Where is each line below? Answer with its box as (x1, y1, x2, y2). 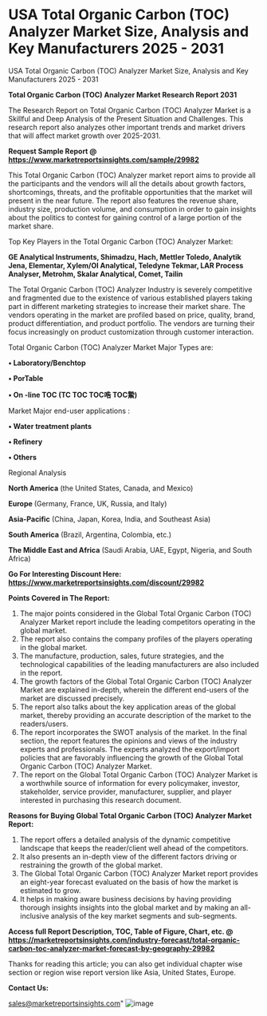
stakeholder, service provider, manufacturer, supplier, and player (19, 787, 233, 796)
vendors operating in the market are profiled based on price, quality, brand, (8, 310, 256, 319)
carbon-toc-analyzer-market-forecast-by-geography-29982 (8, 943, 215, 953)
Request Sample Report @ (8, 146, 97, 156)
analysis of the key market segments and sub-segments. (50, 911, 238, 920)
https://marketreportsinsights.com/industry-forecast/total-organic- (8, 935, 241, 944)
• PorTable (8, 373, 44, 383)
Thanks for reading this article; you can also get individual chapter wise (8, 958, 243, 968)
